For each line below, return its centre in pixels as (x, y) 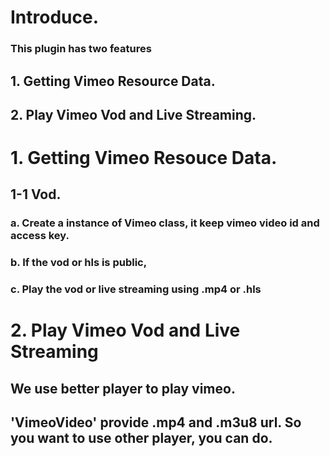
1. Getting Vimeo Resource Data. (113, 81)
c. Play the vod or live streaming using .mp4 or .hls (136, 289)
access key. (40, 236)
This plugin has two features (81, 49)
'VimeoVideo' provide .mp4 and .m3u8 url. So (156, 422)
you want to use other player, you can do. (141, 438)
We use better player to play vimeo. (123, 388)
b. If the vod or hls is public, (79, 263)
